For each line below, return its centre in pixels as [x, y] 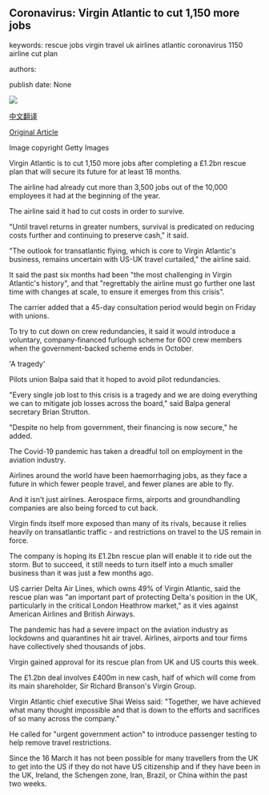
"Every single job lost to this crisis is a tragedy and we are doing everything [134, 395]
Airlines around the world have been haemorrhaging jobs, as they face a [128, 475]
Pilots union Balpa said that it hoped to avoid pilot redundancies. [115, 379]
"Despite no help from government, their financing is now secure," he [124, 427]
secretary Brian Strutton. [50, 412]
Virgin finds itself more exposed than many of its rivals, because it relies [128, 523]
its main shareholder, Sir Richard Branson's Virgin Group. [103, 686]
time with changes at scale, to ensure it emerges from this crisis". [117, 291]
